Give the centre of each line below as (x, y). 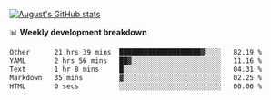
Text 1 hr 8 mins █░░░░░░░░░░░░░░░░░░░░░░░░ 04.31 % (135, 69)
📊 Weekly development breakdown (78, 32)
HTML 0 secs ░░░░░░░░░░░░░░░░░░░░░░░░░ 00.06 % (135, 86)
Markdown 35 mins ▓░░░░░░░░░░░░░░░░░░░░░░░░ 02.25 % (135, 77)
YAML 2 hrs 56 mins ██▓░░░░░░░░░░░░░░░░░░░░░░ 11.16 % (135, 60)
